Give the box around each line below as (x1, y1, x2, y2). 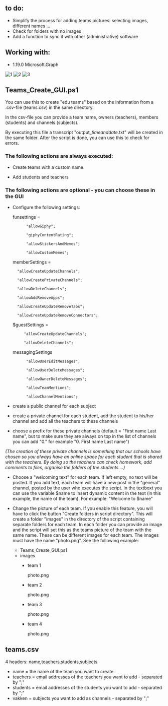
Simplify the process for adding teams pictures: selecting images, (12, 17, 148, 23)
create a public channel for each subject (12, 403, 96, 409)
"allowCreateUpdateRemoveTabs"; (17, 304, 85, 309)
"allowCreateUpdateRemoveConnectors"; (17, 313, 98, 318)
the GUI (5, 192, 24, 200)
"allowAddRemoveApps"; (17, 295, 65, 300)
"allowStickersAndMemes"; (26, 241, 80, 246)
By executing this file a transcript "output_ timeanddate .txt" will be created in (5, 130, 163, 136)
